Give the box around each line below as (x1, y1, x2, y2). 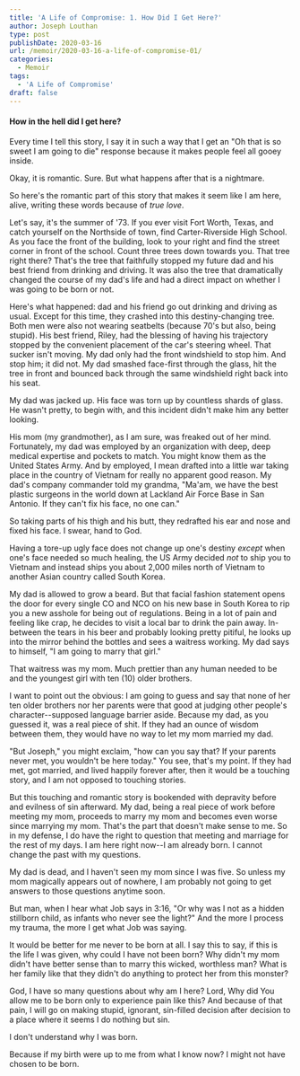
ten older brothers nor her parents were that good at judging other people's (9, 700, 287, 710)
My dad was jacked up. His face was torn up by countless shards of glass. (9, 394, 284, 405)
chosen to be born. (9, 1058, 80, 1069)
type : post (9, 30, 50, 39)
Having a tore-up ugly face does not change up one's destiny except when (9, 542, 286, 553)
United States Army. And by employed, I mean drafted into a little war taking (9, 460, 289, 471)
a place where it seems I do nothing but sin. (9, 1014, 170, 1025)
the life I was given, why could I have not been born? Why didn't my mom (9, 948, 280, 959)
